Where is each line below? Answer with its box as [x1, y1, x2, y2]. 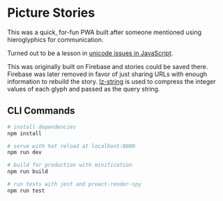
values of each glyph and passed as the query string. [7, 84, 160, 93]
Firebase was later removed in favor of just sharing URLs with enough [7, 70, 208, 78]
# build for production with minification [7, 162, 132, 169]
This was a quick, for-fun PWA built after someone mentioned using [7, 28, 202, 36]
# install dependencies [7, 124, 77, 131]
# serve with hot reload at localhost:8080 [7, 142, 136, 149]
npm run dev [7, 149, 42, 156]
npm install [7, 130, 42, 137]
